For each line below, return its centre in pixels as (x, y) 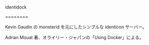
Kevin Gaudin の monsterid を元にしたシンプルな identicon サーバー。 (76, 27)
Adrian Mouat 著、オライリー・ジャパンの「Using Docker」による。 (74, 37)
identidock (16, 7)
